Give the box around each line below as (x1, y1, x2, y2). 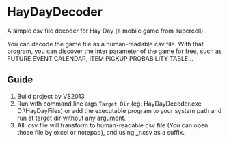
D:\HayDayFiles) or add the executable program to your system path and (16, 106, 222, 114)
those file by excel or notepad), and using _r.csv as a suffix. (16, 128, 185, 136)
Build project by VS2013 (16, 92, 85, 100)
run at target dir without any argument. (16, 114, 126, 122)
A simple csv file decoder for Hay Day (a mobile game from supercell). (7, 27, 205, 35)
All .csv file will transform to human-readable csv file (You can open (16, 121, 208, 129)
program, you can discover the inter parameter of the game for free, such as (7, 47, 222, 55)
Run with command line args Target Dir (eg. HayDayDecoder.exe (16, 99, 202, 108)
